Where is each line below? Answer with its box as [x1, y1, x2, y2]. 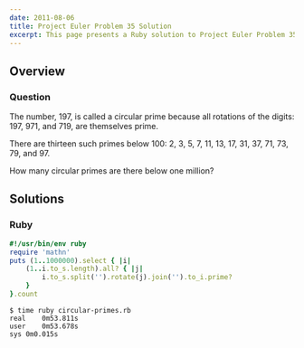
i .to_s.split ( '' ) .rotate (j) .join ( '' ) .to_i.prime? [42, 273, 233, 282]
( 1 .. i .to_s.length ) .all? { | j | [25, 264, 144, 274]
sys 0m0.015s [9, 329, 59, 339]
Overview [9, 63, 66, 79]
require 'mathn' [9, 248, 71, 257]
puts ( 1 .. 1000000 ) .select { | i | [9, 256, 131, 265]
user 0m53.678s [9, 322, 79, 331]
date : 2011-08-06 [9, 13, 75, 23]
